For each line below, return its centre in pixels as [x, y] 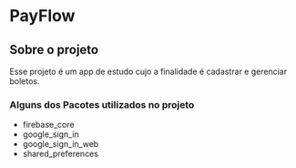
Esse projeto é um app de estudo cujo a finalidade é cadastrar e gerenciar [148, 71]
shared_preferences [60, 154]
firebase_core [48, 125]
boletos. [25, 81]
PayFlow [42, 16]
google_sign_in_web [61, 144]
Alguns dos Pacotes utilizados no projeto [102, 104]
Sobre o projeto [54, 50]
